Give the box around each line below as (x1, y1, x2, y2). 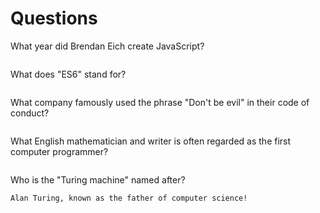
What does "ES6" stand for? (10, 68, 127, 80)
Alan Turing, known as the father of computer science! (10, 193, 248, 203)
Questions (10, 7, 98, 30)
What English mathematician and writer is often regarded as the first (10, 135, 292, 147)
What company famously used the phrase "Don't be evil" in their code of (10, 96, 310, 108)
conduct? (10, 107, 50, 119)
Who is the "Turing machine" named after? (10, 173, 186, 186)
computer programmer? (10, 145, 109, 157)
